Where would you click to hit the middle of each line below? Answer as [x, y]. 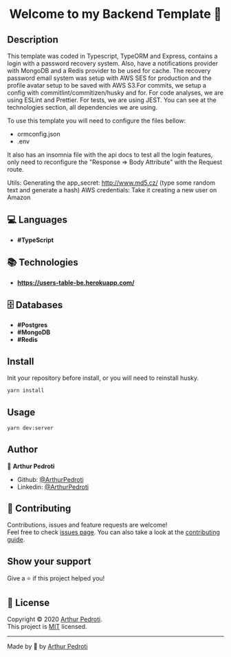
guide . [16, 540]
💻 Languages [37, 220]
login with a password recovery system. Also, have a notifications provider [113, 63]
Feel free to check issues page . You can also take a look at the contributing [113, 532]
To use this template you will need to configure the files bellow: [97, 121]
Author [22, 450]
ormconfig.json [38, 134]
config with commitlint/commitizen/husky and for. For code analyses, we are [115, 93]
